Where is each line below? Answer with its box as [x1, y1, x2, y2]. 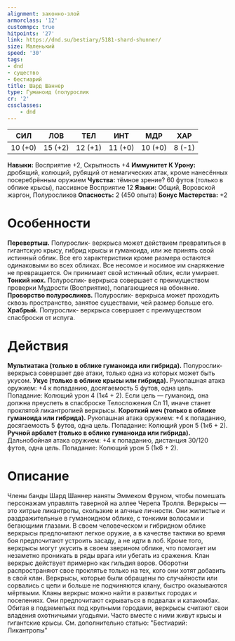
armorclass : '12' [7, 17, 58, 24]
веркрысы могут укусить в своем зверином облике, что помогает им [7, 543, 217, 552]
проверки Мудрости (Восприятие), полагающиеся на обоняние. [7, 283, 200, 292]
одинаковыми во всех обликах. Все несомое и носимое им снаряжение [7, 261, 224, 269]
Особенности [7, 215, 91, 231]
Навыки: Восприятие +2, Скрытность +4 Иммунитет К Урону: [7, 160, 196, 169]
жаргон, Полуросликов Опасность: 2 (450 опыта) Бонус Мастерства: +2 [7, 191, 228, 199]
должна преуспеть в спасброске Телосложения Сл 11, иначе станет [7, 398, 211, 407]
